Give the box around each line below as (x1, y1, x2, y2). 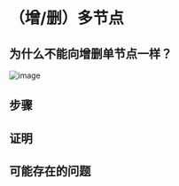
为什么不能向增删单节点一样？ (9, 46, 173, 61)
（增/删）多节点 (9, 8, 124, 28)
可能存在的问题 (9, 164, 91, 179)
